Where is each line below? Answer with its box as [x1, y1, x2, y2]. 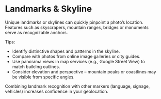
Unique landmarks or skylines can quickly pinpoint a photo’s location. [5, 19, 144, 25]
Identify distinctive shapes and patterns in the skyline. [12, 48, 120, 54]
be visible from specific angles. [12, 74, 75, 80]
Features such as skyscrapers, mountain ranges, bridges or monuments [5, 24, 149, 30]
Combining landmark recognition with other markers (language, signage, [5, 83, 150, 89]
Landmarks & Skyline [5, 3, 92, 14]
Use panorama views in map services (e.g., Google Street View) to [12, 58, 145, 64]
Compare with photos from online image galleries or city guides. [12, 53, 141, 59]
